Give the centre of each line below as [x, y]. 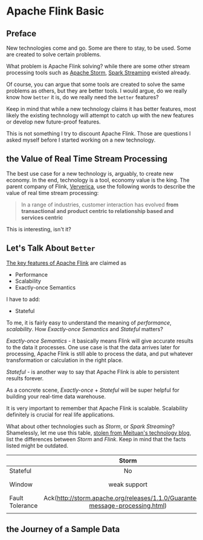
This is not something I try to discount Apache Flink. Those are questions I [99, 133]
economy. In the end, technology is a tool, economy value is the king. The [98, 180]
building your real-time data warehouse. [56, 396]
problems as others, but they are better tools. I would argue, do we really [97, 91]
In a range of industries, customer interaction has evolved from [100, 205]
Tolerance [24, 505]
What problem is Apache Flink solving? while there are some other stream [98, 66]
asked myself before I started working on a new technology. [81, 140]
